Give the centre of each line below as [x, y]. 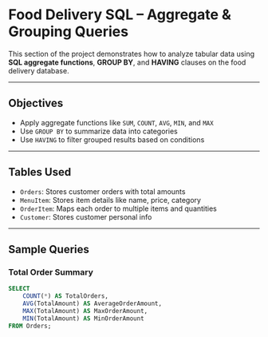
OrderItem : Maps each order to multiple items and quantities [118, 208]
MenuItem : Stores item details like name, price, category [110, 200]
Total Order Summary [51, 272]
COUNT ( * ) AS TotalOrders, [66, 296]
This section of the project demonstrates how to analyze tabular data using [132, 54]
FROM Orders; [30, 326]
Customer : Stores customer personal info [86, 216]
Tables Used [40, 172]
